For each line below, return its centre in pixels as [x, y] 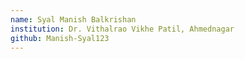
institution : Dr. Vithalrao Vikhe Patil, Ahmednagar [122, 29]
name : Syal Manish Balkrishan [73, 19]
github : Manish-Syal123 [60, 38]
